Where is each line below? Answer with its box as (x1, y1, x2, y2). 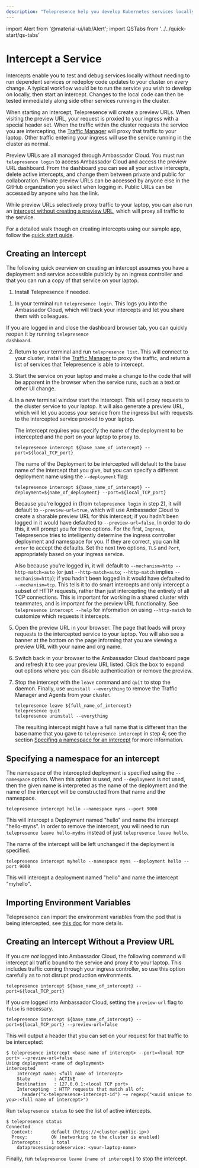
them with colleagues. (14, 312, 69, 320)
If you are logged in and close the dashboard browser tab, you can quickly (6, 324, 188, 332)
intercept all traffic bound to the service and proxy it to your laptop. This (6, 959, 182, 966)
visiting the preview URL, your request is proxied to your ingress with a (6, 115, 179, 122)
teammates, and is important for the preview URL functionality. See (14, 600, 179, 607)
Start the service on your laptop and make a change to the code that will (14, 373, 191, 380)
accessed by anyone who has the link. (6, 190, 99, 197)
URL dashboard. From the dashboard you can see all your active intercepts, (6, 164, 191, 171)
